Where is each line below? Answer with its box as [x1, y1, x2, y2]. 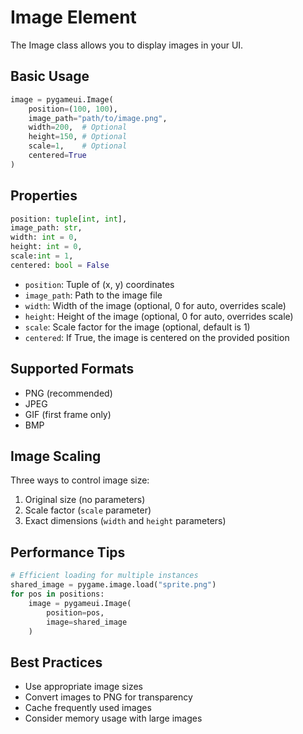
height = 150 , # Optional [28, 132, 128, 142]
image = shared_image [46, 617, 128, 627]
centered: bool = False [10, 260, 110, 270]
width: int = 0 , [10, 232, 78, 243]
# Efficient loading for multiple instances [10, 571, 199, 581]
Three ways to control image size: [10, 474, 150, 486]
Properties [10, 187, 78, 205]
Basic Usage [10, 68, 90, 85]
